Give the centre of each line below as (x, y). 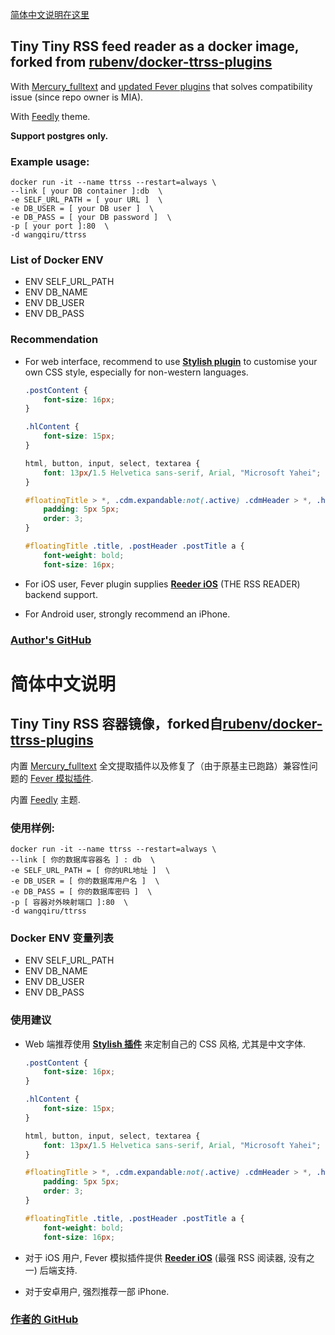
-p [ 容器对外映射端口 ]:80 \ (69, 902)
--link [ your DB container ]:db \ (86, 191)
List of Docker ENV (57, 260)
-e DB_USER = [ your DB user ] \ (82, 209)
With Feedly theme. (50, 116)
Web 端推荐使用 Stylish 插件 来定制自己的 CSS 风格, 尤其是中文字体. (165, 1044)
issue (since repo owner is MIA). (77, 97)
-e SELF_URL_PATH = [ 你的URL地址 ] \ (90, 870)
